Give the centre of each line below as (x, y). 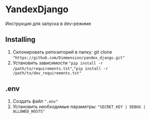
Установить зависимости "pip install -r (58, 63)
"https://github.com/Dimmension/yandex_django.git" (69, 58)
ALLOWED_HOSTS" (29, 111)
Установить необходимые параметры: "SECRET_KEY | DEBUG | (79, 106)
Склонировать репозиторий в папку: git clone (62, 52)
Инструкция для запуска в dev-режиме (48, 23)
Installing (20, 40)
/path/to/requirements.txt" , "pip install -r (60, 68)
